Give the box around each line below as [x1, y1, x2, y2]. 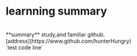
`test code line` [5, 44, 43, 51]
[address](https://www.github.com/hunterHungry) [5, 37, 132, 44]
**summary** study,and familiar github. [5, 30, 105, 38]
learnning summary [5, 4, 107, 18]
